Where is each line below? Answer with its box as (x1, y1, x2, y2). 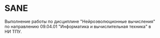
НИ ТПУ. (4, 28, 22, 34)
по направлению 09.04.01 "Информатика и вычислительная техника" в (4, 23, 151, 29)
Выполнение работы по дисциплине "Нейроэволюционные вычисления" (4, 19, 156, 24)
